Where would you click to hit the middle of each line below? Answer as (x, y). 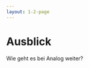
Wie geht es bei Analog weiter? (45, 58)
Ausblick (29, 41)
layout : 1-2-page (28, 12)
